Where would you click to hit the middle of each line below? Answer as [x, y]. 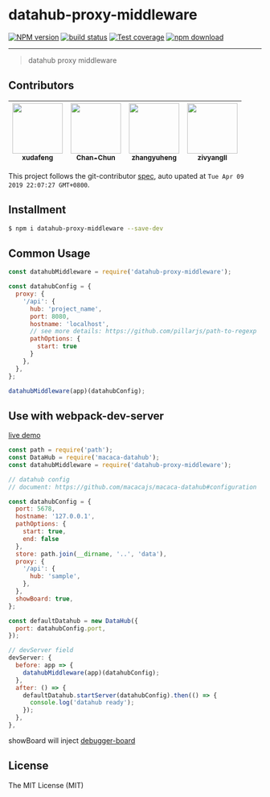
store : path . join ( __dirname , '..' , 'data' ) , [91, 554]
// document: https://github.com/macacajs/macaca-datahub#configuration [133, 487]
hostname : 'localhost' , [70, 324]
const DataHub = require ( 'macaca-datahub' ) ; [84, 458]
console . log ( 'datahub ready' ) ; [82, 703]
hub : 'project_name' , [66, 309]
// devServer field [41, 650]
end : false [41, 539]
